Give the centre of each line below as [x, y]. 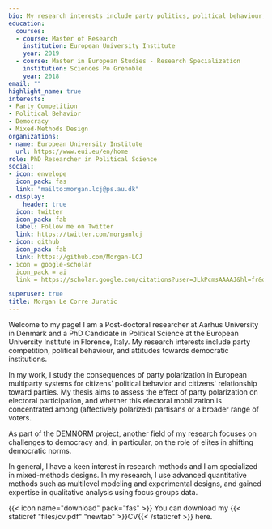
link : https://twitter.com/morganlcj [79, 235]
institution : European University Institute [99, 46]
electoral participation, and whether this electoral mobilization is [115, 401]
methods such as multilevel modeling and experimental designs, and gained [135, 484]
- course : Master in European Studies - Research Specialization [128, 62]
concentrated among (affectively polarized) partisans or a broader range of [134, 409]
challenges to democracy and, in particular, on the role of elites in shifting [131, 442]
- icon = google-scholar [50, 264]
